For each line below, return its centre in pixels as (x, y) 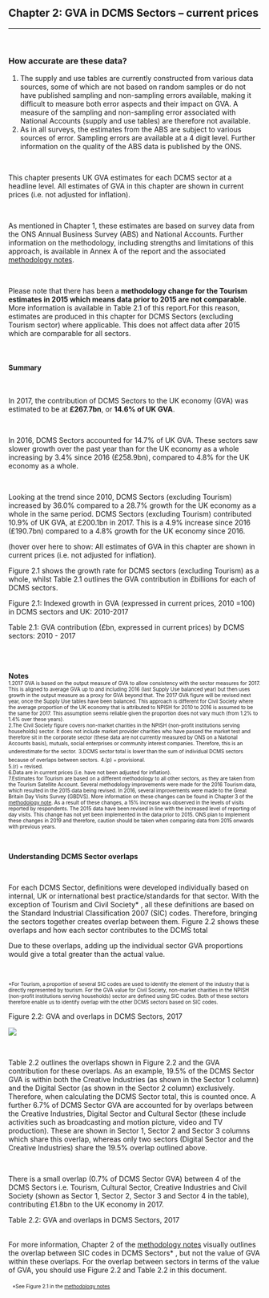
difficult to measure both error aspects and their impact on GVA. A (129, 104)
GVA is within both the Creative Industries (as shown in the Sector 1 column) (134, 1080)
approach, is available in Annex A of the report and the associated (117, 251)
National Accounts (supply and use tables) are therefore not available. (135, 121)
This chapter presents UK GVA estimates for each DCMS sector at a (120, 178)
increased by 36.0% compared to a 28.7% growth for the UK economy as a (132, 505)
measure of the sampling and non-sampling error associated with (128, 112)
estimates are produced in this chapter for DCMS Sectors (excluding (121, 317)
